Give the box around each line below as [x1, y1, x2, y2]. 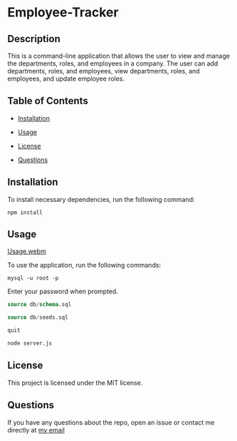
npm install [7, 208, 43, 216]
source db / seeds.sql [7, 314, 69, 321]
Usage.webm [7, 247, 46, 255]
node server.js [7, 340, 53, 347]
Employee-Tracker [7, 4, 119, 21]
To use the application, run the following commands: [7, 261, 162, 270]
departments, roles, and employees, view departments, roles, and [7, 67, 201, 75]
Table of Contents [7, 95, 89, 107]
